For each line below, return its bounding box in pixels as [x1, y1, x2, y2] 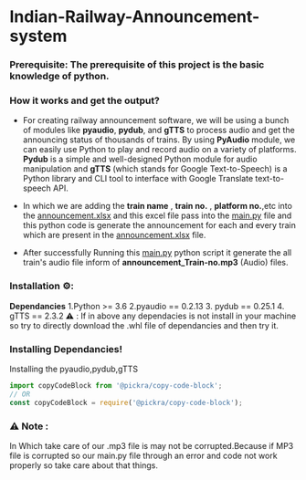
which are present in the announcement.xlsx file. [22, 230, 206, 241]
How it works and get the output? [9, 94, 160, 107]
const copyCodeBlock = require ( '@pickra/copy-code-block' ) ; [9, 398, 244, 407]
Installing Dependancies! [9, 342, 123, 355]
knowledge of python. [9, 70, 110, 83]
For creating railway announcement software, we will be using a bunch [22, 115, 290, 126]
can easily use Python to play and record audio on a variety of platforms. [22, 144, 297, 155]
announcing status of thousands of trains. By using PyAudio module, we [22, 134, 296, 145]
